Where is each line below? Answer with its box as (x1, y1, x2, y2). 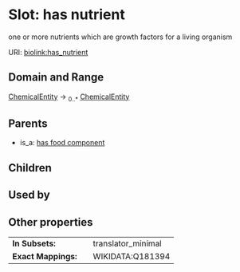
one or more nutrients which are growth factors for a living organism (8, 32, 233, 41)
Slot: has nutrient (8, 6, 125, 24)
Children (8, 161, 52, 175)
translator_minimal (92, 238, 162, 249)
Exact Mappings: (12, 250, 77, 262)
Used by (8, 188, 50, 202)
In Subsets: (12, 238, 56, 249)
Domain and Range (8, 70, 104, 85)
